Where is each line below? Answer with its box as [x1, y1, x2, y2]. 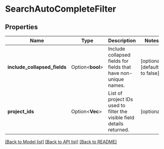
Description [108, 37, 136, 44]
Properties [5, 23, 38, 31]
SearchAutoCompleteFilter [5, 3, 116, 15]
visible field [108, 114, 135, 121]
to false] [141, 70, 160, 76]
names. [108, 82, 125, 89]
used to [108, 102, 125, 109]
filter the [108, 108, 128, 115]
